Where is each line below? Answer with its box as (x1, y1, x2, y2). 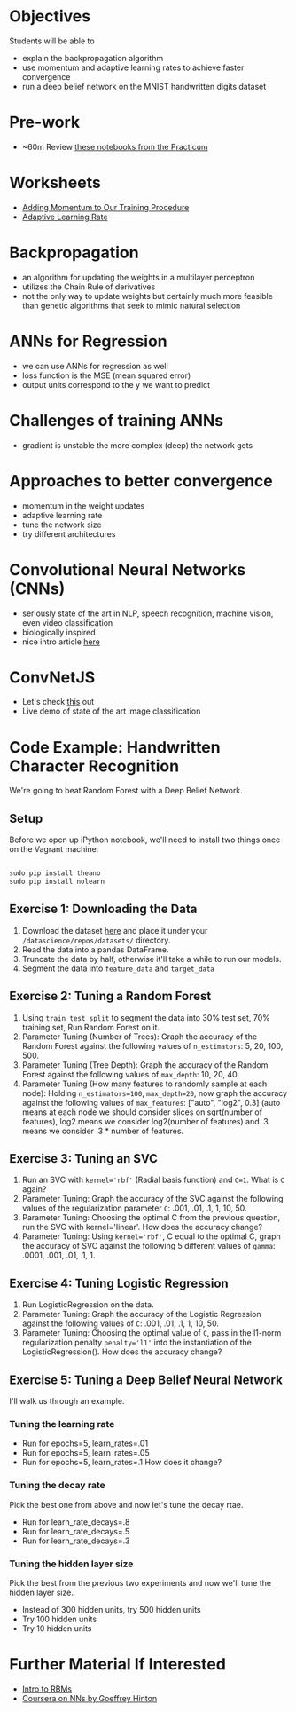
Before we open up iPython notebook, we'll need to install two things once (9, 834, 281, 845)
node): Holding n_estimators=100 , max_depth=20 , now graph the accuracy (21, 1087, 288, 1098)
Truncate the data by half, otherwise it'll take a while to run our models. (21, 953, 282, 964)
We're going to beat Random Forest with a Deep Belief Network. (9, 785, 244, 796)
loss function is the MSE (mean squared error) (21, 370, 191, 381)
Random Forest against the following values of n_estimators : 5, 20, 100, (21, 1040, 284, 1051)
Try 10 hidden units (21, 1622, 92, 1634)
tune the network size (21, 519, 102, 530)
